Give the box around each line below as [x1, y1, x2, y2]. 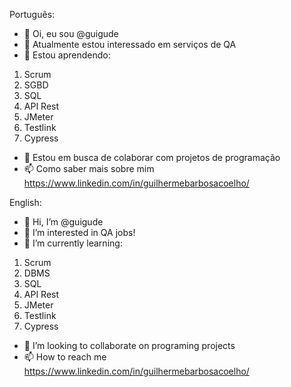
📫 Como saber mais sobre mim [23, 163, 155, 174]
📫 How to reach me [23, 351, 107, 363]
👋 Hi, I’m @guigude [23, 216, 104, 228]
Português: [9, 9, 56, 20]
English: [9, 197, 42, 208]
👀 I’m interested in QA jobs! [23, 227, 136, 238]
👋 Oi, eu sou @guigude [23, 28, 119, 39]
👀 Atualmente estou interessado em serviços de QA [23, 39, 237, 50]
